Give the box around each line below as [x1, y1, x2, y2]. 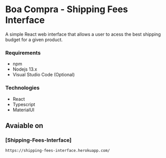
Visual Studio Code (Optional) [12, 72, 75, 78]
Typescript [12, 101, 36, 107]
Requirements [5, 49, 41, 56]
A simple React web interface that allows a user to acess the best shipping [5, 31, 161, 37]
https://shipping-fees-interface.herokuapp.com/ [5, 148, 110, 153]
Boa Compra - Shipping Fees [5, 4, 128, 15]
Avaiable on [5, 121, 44, 130]
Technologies [5, 84, 40, 91]
